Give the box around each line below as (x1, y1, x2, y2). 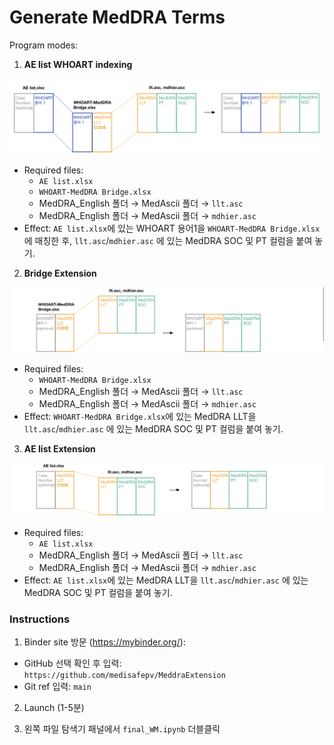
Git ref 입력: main (23, 681, 92, 693)
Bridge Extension (23, 267, 97, 280)
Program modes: (9, 39, 79, 51)
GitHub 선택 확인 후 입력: (23, 657, 122, 670)
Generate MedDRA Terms (9, 6, 226, 29)
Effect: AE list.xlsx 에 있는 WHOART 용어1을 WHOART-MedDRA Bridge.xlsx (23, 222, 321, 235)
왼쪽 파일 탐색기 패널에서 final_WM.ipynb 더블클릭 (23, 723, 221, 735)
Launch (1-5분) (23, 702, 85, 714)
